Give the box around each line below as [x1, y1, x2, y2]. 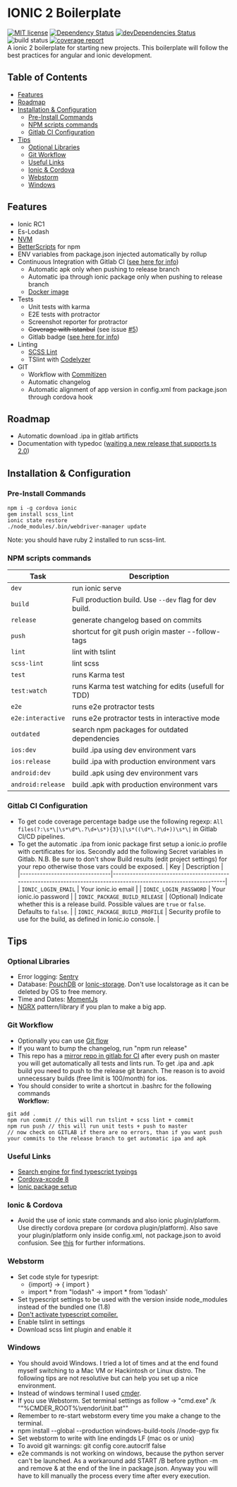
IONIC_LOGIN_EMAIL [21, 886, 76, 893]
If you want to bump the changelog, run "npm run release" [17, 1043, 188, 1052]
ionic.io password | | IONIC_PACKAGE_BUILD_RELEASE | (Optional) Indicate [17, 892, 224, 901]
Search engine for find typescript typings [17, 1167, 138, 1176]
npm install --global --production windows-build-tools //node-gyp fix [17, 1426, 219, 1435]
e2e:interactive [11, 714, 66, 722]
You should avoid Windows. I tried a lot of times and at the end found [17, 1358, 219, 1367]
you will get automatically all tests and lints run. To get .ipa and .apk [17, 1059, 214, 1067]
